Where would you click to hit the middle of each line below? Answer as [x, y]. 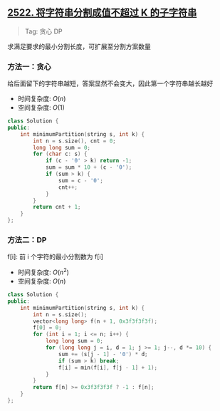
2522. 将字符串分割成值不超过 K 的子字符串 [102, 13]
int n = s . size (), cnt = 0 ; [74, 141]
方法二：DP [27, 240]
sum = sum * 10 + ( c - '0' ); [89, 167]
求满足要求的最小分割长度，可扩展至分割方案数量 [79, 46]
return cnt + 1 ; [57, 207]
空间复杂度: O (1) [41, 108]
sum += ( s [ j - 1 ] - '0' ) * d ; [103, 354]
